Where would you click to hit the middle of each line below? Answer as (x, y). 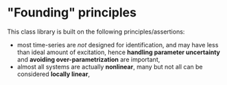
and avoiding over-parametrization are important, (88, 59)
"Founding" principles (72, 13)
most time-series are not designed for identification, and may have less (118, 45)
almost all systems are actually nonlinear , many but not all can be (110, 66)
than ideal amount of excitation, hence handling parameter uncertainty (119, 52)
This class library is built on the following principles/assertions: (96, 32)
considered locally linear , (53, 74)
